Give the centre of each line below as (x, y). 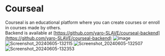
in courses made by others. (33, 27)
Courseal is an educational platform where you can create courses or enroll (82, 22)
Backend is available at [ (30, 33)
